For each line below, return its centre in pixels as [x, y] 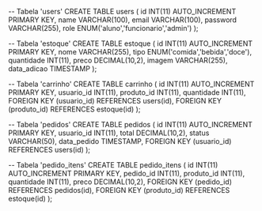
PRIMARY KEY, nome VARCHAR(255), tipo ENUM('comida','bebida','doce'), [130, 52]
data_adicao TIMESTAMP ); [53, 69]
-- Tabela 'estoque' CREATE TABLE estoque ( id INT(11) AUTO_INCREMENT [131, 43]
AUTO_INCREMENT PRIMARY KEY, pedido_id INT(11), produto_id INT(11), [127, 173]
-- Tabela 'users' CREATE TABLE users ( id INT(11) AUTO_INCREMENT [122, 11]
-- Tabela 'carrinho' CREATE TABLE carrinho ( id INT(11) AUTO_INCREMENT [131, 84]
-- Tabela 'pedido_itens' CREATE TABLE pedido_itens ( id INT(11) [113, 165]
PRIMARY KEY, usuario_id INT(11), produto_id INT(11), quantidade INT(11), [127, 92]
